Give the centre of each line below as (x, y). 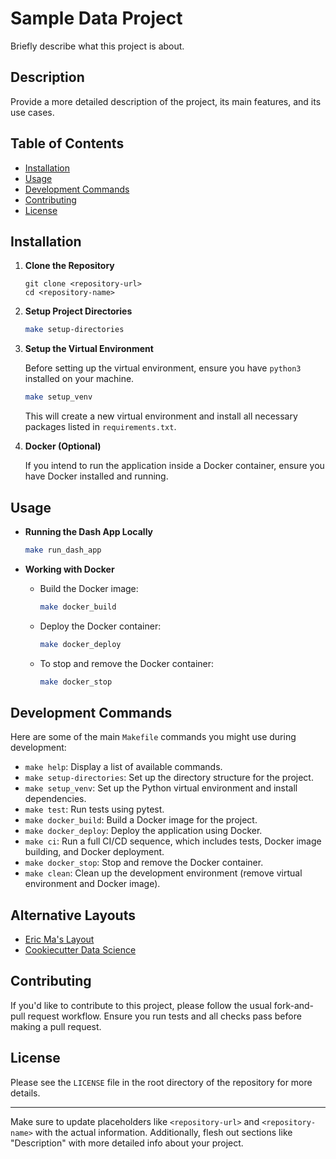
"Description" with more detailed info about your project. (127, 1143)
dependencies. (55, 799)
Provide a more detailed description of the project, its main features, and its (166, 101)
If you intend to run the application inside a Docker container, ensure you (174, 466)
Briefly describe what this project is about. (97, 46)
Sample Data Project (96, 18)
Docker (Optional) (63, 446)
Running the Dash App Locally (89, 531)
